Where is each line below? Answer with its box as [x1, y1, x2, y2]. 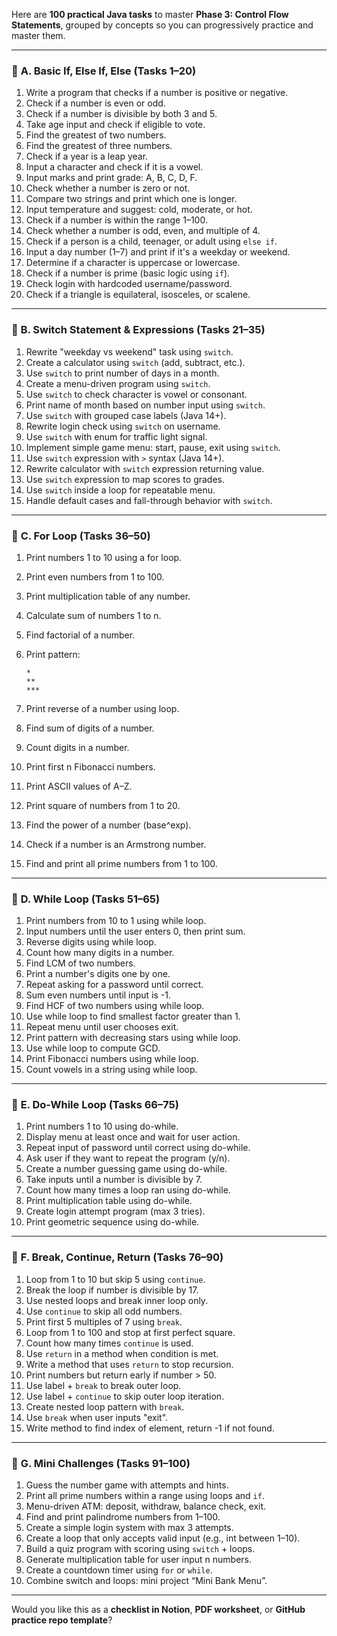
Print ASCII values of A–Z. [25, 780, 133, 792]
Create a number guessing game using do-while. [25, 1163, 228, 1175]
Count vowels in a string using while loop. [25, 1064, 198, 1076]
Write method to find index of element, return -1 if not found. [25, 1422, 275, 1434]
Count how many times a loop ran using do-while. [25, 1184, 231, 1196]
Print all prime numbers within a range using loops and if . [25, 1490, 265, 1502]
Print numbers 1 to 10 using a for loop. [25, 551, 183, 563]
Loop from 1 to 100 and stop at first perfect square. [25, 1326, 236, 1338]
